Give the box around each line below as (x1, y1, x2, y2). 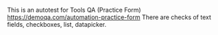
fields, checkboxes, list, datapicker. (7, 21, 107, 28)
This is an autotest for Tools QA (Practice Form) (7, 6, 142, 14)
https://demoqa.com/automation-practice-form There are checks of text (7, 13, 211, 21)
